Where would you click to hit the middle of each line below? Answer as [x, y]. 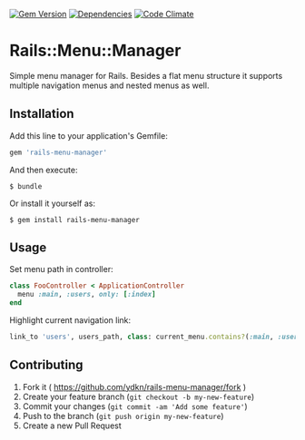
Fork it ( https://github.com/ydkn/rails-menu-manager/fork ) [134, 386]
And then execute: [44, 170]
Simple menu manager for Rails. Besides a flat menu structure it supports [146, 75]
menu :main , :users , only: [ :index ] [87, 295]
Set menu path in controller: [61, 269]
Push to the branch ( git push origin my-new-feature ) [123, 416]
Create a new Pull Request [72, 425]
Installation [42, 114]
